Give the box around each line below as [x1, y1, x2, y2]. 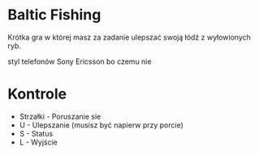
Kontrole [7, 85, 67, 103]
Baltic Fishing [7, 6, 101, 24]
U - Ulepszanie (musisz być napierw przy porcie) [19, 119, 184, 130]
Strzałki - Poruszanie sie [19, 111, 101, 121]
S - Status [19, 128, 54, 138]
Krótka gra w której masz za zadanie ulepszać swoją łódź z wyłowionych [7, 32, 251, 42]
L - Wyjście [19, 137, 58, 147]
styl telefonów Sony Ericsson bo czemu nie [7, 57, 152, 66]
